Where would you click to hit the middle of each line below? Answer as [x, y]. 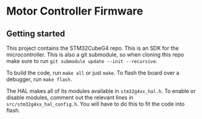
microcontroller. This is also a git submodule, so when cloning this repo [95, 55]
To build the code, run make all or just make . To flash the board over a [93, 73]
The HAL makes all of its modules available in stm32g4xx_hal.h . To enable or [101, 91]
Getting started [36, 34]
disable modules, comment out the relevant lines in [70, 97]
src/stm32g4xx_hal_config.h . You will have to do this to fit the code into [96, 104]
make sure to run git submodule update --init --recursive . [82, 61]
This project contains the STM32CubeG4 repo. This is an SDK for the [93, 48]
